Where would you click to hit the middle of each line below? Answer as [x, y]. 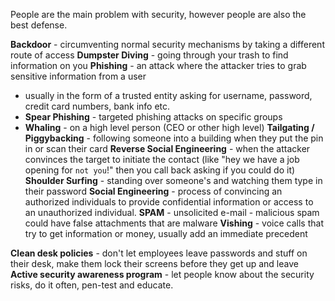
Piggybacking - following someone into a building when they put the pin [174, 138]
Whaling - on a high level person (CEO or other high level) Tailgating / [169, 127]
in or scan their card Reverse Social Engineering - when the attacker [167, 148]
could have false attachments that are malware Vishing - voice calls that [174, 223]
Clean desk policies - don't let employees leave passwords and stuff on [159, 253]
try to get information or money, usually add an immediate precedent [166, 233]
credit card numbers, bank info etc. [97, 106]
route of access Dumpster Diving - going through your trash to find [149, 55]
